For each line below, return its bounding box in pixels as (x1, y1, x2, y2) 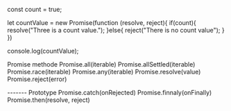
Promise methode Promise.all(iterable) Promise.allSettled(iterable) (7, 60, 196, 68)
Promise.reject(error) (7, 75, 67, 83)
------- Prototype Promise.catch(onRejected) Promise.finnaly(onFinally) (7, 89, 212, 96)
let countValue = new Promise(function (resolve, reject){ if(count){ (7, 19, 196, 26)
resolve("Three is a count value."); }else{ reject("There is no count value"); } (7, 26, 225, 34)
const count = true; (7, 6, 62, 13)
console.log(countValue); (7, 47, 79, 55)
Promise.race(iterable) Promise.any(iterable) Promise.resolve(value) (7, 68, 201, 76)
